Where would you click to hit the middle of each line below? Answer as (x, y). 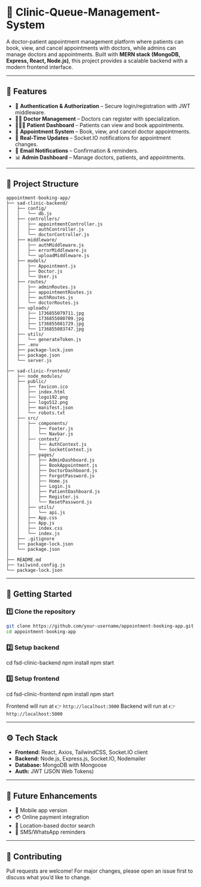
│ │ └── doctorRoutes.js (42, 303)
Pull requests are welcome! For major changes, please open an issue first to (100, 871)
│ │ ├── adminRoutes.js (41, 287)
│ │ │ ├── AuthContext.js (46, 444)
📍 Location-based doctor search (55, 826)
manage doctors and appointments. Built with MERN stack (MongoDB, (93, 54)
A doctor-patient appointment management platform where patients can (95, 41)
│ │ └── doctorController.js (48, 234)
